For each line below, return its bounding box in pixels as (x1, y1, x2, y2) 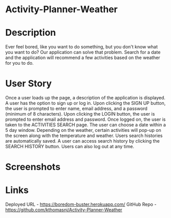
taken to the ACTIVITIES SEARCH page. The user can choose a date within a (5, 122, 166, 128)
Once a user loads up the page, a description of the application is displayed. (5, 95, 166, 101)
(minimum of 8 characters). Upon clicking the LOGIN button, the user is (5, 111, 155, 117)
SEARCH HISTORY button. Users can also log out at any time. (5, 144, 134, 150)
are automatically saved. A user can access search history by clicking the (5, 138, 160, 144)
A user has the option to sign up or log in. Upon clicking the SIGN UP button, (5, 100, 166, 106)
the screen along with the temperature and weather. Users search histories (5, 132, 163, 139)
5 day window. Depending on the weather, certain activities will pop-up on (5, 127, 162, 133)
